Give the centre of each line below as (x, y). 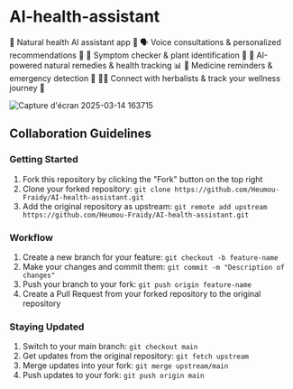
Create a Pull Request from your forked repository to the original (142, 293)
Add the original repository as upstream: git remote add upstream (145, 206)
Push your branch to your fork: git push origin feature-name (137, 284)
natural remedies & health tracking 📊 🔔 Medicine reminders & (158, 65)
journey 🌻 (27, 88)
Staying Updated (47, 327)
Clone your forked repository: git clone (96, 189)
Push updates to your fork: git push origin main (113, 375)
